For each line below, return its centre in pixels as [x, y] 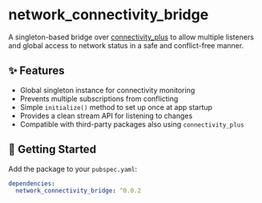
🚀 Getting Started [52, 150]
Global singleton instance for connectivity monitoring [107, 90]
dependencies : [32, 183]
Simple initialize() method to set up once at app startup [116, 107]
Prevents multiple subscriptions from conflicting [99, 99]
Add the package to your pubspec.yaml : [73, 168]
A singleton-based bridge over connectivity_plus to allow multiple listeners [131, 37]
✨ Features [36, 71]
